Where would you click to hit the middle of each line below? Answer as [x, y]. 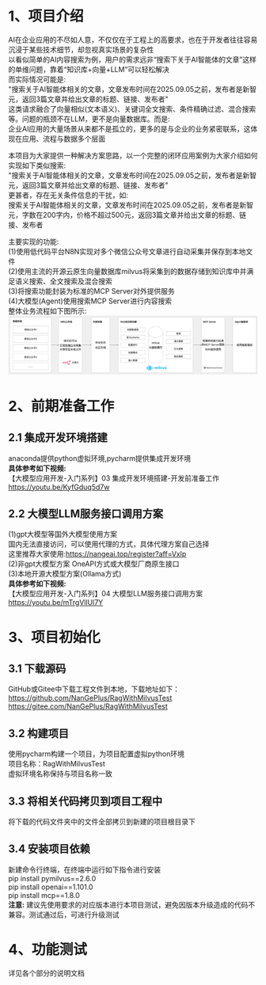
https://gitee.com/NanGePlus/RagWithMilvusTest [88, 706]
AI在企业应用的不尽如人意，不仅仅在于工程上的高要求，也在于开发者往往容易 [133, 40]
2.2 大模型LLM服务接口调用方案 [86, 513]
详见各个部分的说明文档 [46, 973]
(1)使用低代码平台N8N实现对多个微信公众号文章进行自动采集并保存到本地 [127, 251]
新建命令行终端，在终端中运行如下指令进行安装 [84, 869]
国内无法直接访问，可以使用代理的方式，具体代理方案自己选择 [109, 544]
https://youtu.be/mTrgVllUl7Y [56, 603]
